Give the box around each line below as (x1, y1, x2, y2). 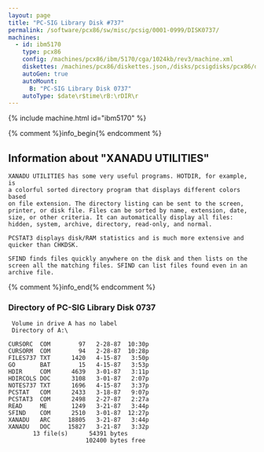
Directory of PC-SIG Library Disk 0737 (8, 302, 156, 313)
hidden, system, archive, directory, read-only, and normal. (8, 221, 213, 229)
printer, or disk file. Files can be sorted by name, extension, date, (8, 207, 247, 215)
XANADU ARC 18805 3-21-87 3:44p (8, 416, 149, 424)
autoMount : (22, 77, 58, 85)
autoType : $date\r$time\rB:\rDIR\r (22, 92, 139, 100)
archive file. (8, 269, 55, 277)
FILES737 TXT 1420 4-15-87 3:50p (8, 355, 149, 362)
